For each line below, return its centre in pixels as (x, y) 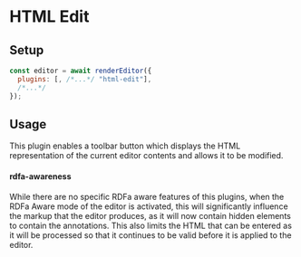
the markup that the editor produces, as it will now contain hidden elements (150, 215)
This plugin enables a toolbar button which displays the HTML (125, 146)
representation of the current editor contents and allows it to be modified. (146, 156)
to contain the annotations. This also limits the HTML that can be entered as (151, 225)
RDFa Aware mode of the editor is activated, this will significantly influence (149, 206)
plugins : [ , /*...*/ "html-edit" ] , (85, 79)
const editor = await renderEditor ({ (81, 71)
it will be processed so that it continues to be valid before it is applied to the (150, 235)
